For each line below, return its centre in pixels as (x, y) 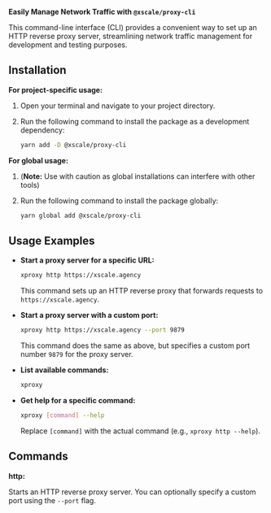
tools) (30, 185)
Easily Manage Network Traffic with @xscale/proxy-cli (102, 12)
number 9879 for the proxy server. (76, 354)
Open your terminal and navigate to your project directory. (118, 106)
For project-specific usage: (56, 89)
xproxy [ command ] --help (62, 415)
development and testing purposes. (68, 45)
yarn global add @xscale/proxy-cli (81, 215)
